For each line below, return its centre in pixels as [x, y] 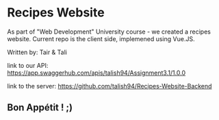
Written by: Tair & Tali [37, 52]
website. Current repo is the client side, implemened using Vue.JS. [101, 38]
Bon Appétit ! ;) [40, 108]
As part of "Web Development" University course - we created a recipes [109, 32]
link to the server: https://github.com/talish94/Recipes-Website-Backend [109, 86]
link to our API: [28, 65]
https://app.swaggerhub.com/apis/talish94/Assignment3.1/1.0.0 [96, 73]
